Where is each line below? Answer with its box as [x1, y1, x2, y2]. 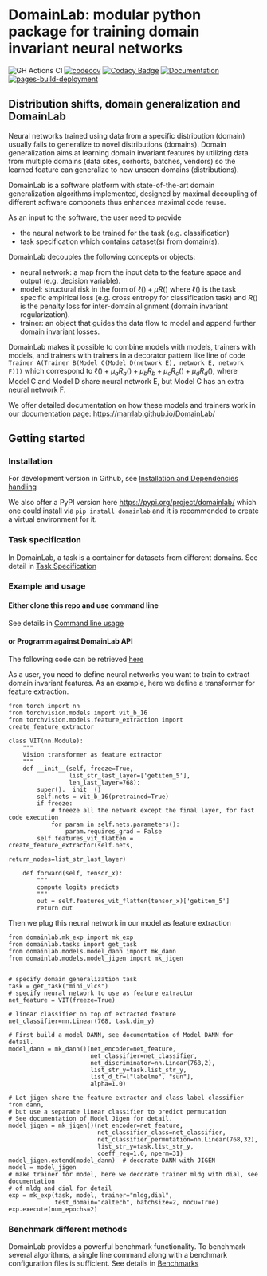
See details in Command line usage [8, 618, 124, 628]
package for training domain [8, 22, 200, 41]
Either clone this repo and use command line [8, 601, 159, 610]
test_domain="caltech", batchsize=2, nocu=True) [54, 1198, 219, 1206]
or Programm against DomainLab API [8, 636, 133, 646]
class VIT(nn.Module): [8, 737, 84, 745]
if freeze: [37, 799, 73, 808]
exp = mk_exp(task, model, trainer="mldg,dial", [8, 1191, 173, 1200]
